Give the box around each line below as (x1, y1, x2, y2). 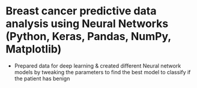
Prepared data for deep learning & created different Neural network (14, 62, 181, 69)
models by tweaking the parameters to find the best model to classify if (14, 68, 191, 75)
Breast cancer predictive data (5, 4, 157, 18)
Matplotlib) (5, 43, 62, 56)
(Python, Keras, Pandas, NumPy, (5, 30, 172, 43)
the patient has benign (14, 75, 70, 82)
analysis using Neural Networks (5, 17, 169, 31)
